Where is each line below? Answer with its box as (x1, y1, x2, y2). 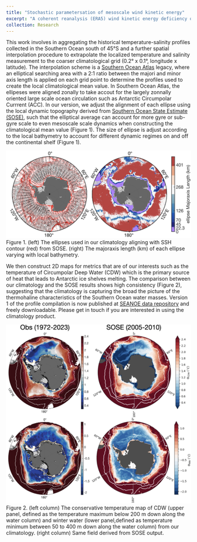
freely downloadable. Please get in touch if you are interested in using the (6, 306, 184, 313)
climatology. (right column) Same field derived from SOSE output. (6, 529, 164, 536)
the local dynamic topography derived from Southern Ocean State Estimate (6, 108, 188, 115)
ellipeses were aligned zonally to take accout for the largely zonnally (6, 89, 171, 96)
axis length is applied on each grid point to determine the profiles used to (6, 77, 183, 84)
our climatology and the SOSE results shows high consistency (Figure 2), (6, 281, 182, 288)
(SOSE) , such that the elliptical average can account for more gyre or (6, 114, 173, 121)
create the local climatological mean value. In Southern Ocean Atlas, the (6, 82, 180, 89)
